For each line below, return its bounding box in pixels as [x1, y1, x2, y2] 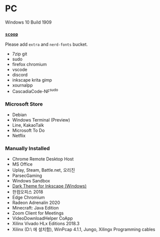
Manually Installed [5, 145, 50, 152]
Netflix [12, 133, 26, 139]
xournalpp [12, 82, 33, 89]
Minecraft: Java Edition [12, 205, 59, 211]
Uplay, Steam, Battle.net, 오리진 [12, 167, 75, 173]
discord [12, 72, 28, 78]
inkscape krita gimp [12, 77, 52, 83]
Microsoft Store [5, 100, 43, 107]
